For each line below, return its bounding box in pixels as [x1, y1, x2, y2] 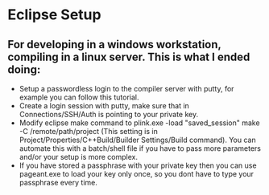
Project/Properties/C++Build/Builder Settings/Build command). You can [19, 135, 256, 144]
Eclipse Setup [7, 6, 101, 24]
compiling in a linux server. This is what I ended [7, 50, 250, 63]
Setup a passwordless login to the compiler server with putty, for [19, 84, 234, 93]
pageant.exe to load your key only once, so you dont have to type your [19, 169, 255, 178]
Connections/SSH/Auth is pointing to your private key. [19, 110, 199, 119]
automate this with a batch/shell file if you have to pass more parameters [19, 144, 262, 153]
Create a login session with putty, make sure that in [19, 101, 190, 110]
